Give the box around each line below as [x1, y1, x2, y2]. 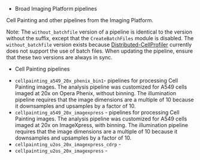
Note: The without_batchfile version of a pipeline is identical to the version [6, 28, 193, 35]
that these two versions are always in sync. [6, 54, 113, 61]
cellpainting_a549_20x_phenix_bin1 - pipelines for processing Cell [14, 77, 178, 84]
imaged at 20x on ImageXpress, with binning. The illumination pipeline [14, 122, 189, 128]
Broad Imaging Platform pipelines [14, 5, 98, 12]
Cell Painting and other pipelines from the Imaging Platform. [6, 17, 154, 23]
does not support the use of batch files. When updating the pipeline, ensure [6, 47, 193, 55]
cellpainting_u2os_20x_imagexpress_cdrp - [14, 141, 122, 147]
